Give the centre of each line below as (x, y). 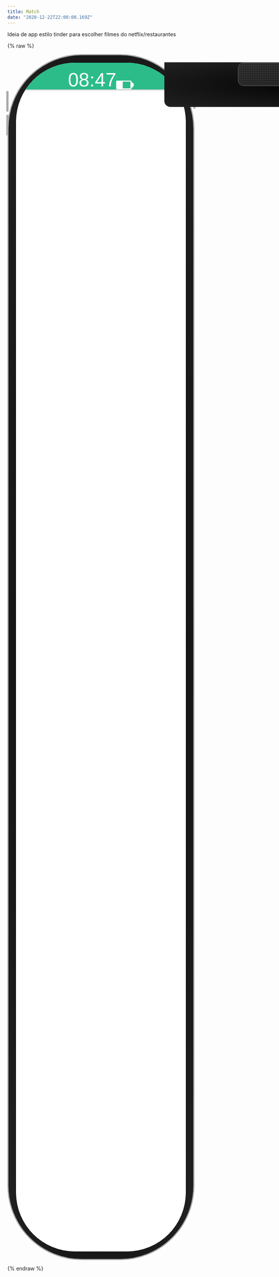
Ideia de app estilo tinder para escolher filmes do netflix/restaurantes (92, 34)
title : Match (23, 12)
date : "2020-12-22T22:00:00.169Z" (50, 17)
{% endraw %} (26, 1268)
